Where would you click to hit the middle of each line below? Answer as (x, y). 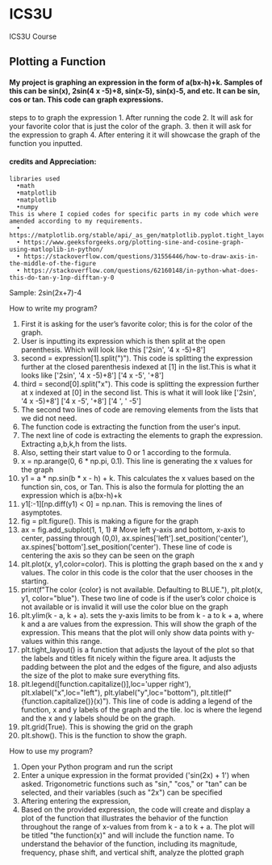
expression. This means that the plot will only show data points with (133, 632)
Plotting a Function (57, 62)
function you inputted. (46, 143)
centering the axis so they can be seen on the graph (107, 555)
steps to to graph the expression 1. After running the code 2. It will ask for (131, 117)
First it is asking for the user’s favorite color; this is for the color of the (137, 324)
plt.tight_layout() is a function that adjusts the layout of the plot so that (138, 650)
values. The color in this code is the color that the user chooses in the (137, 572)
